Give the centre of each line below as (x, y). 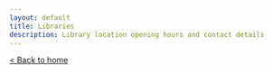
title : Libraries (42, 26)
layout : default (40, 18)
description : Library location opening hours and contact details (137, 34)
